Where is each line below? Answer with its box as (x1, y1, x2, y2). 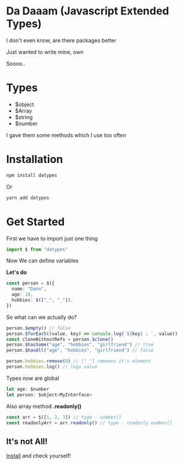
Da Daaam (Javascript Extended (6, 4, 169, 18)
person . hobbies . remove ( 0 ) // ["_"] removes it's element (6, 358, 151, 364)
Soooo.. (6, 60, 26, 67)
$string (14, 113, 33, 120)
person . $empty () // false (6, 325, 71, 331)
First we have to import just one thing (6, 235, 98, 242)
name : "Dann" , (11, 286, 47, 292)
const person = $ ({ (6, 280, 55, 286)
